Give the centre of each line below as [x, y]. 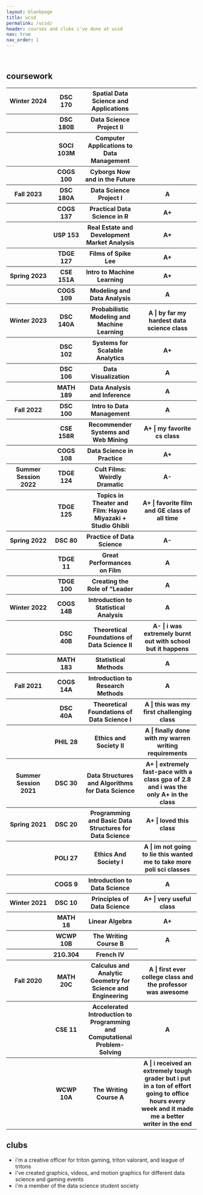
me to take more [167, 862]
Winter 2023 [28, 320]
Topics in [110, 495]
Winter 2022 [28, 607]
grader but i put [168, 1078]
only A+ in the [168, 794]
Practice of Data [110, 537]
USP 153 [66, 235]
